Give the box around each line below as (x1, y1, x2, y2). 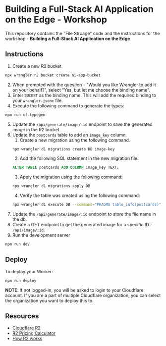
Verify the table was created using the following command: (19, 193, 140, 198)
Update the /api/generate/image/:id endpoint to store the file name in (12, 211, 156, 217)
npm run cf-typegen (5, 112, 46, 117)
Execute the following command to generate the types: (12, 102, 125, 108)
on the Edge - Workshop (5, 14, 108, 25)
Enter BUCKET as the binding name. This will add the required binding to (12, 92, 157, 98)
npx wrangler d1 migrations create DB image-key (12, 147, 115, 151)
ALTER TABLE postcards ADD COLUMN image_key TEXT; (12, 165, 119, 170)
